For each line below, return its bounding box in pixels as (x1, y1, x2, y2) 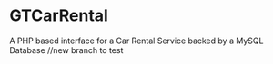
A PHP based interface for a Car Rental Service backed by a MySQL (9, 35, 264, 46)
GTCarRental (9, 5, 109, 26)
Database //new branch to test (9, 44, 124, 55)
